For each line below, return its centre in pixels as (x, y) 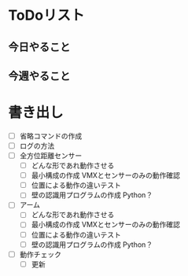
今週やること (39, 76)
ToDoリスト (46, 15)
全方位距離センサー (51, 156)
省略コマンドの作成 (51, 136)
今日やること (39, 47)
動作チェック (40, 254)
